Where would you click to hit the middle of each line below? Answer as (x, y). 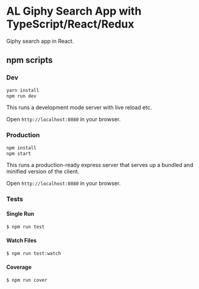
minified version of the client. (43, 171)
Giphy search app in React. (40, 41)
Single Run (20, 213)
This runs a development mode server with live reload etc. (79, 107)
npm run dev (21, 96)
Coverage (19, 267)
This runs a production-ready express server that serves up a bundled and (100, 165)
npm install (21, 148)
